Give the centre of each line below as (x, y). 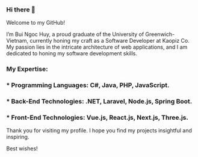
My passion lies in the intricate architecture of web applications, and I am (97, 47)
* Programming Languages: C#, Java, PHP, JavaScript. (88, 85)
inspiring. (18, 137)
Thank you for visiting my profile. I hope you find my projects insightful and (99, 131)
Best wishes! (22, 149)
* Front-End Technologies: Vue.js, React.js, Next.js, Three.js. (97, 117)
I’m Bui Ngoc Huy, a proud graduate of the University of (75, 34)
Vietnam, (17, 41)
